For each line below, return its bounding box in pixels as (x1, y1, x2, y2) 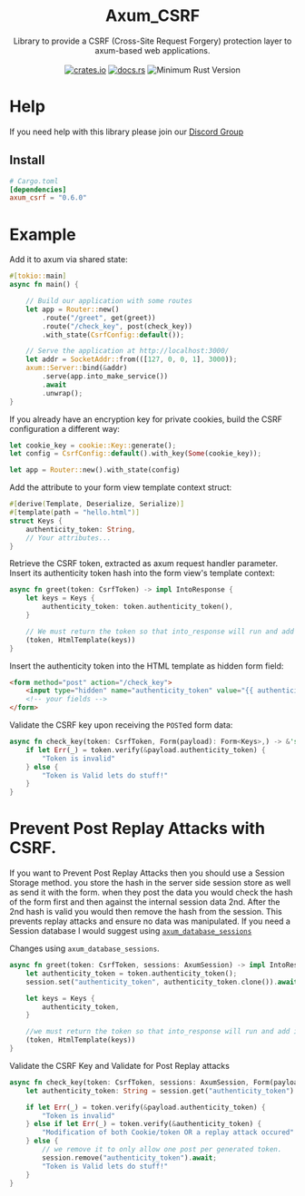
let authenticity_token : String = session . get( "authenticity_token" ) (25, 1086, 295, 1095)
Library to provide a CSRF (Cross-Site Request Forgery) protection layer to (13, 35, 292, 46)
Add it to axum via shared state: (9, 254, 129, 265)
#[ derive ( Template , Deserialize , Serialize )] (9, 500, 184, 509)
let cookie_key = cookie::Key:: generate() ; (9, 441, 177, 450)
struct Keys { (9, 516, 64, 525)
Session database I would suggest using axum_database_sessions (9, 926, 252, 936)
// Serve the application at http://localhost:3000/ (25, 347, 230, 356)
